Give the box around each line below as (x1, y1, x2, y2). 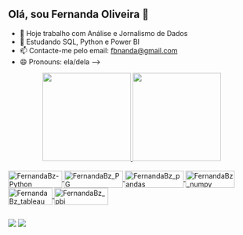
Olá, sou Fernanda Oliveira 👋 (8, 8, 149, 21)
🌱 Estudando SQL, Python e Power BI (19, 37, 140, 46)
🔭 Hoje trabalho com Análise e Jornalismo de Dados (19, 28, 188, 38)
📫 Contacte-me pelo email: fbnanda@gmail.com (19, 45, 178, 55)
